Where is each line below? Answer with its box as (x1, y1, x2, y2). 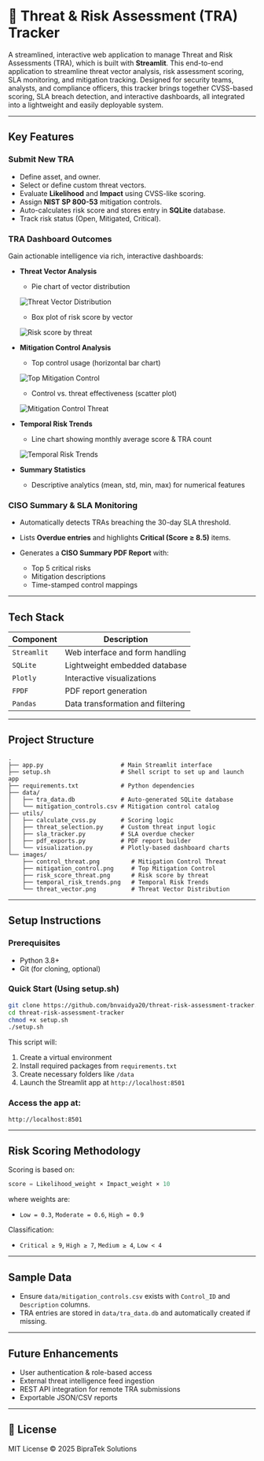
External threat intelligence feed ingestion (19, 1376, 155, 1385)
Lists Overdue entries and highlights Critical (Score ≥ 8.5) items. (19, 533, 232, 543)
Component (12, 634, 57, 645)
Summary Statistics (19, 465, 86, 474)
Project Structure (8, 733, 94, 747)
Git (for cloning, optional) (19, 964, 101, 973)
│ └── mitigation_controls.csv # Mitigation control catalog (8, 803, 220, 810)
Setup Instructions (8, 914, 101, 928)
